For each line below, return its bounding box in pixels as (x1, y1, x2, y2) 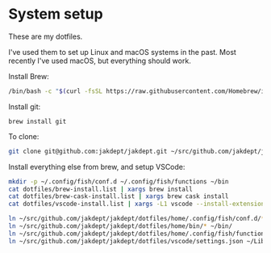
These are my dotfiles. (8, 32, 83, 41)
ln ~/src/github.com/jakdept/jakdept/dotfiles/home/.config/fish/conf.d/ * (8, 215, 265, 223)
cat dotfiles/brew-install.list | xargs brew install (8, 185, 194, 193)
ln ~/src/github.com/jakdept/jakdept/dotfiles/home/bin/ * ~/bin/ (8, 222, 232, 230)
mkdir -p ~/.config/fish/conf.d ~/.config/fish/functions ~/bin (8, 177, 229, 186)
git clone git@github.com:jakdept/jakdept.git (8, 147, 168, 155)
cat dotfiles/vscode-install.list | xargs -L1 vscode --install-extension (8, 200, 265, 209)
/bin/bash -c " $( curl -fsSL (8, 86, 103, 95)
